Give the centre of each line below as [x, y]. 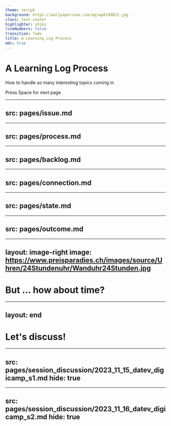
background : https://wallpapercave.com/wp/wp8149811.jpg [67, 15]
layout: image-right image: [49, 252]
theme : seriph [20, 10]
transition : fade [24, 34]
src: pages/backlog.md [43, 159]
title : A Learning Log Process [38, 39]
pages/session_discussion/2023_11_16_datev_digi [85, 409]
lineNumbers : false [26, 29]
